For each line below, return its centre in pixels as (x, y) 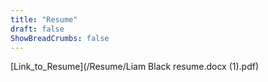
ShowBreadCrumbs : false (60, 38)
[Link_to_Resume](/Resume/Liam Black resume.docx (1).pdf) (135, 67)
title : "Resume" (44, 19)
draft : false (37, 29)
